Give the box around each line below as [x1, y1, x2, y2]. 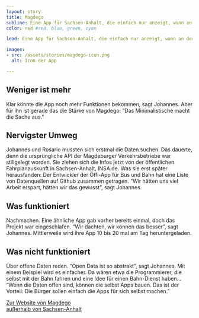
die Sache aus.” [6, 113, 44, 120]
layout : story [6, 8, 41, 15]
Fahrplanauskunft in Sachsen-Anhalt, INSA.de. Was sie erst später [6, 165, 168, 172]
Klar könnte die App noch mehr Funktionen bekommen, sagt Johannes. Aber [6, 100, 193, 107]
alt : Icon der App [11, 58, 57, 63]
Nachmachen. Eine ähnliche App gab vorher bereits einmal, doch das [6, 217, 175, 224]
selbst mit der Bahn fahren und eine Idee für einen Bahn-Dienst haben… [6, 275, 182, 282]
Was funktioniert [6, 201, 70, 211]
